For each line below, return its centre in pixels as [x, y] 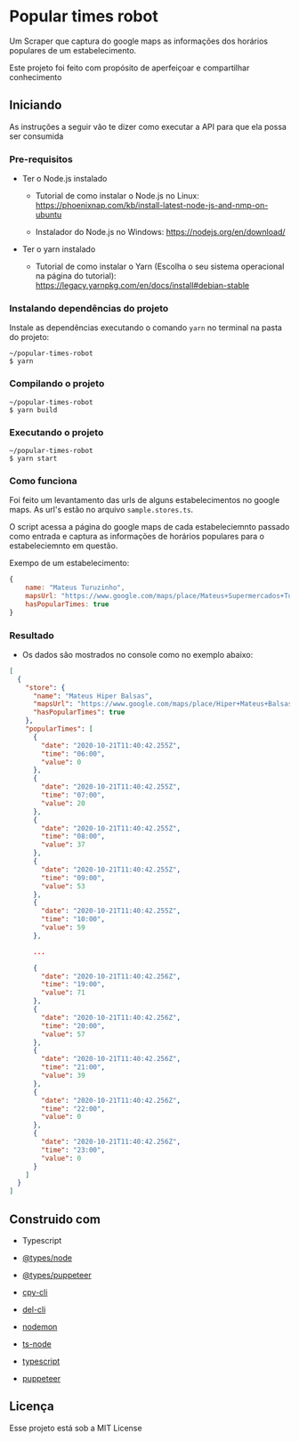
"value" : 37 [64, 845]
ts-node [36, 1344]
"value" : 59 [64, 928]
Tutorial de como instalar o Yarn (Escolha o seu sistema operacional [160, 267]
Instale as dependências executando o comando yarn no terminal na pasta [146, 328]
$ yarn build [33, 410]
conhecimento [36, 77]
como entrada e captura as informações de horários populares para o [137, 537]
